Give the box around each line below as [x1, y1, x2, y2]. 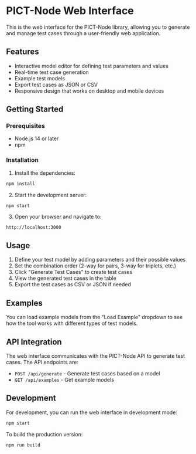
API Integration [6, 337, 63, 347]
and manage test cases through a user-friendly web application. [6, 29, 161, 36]
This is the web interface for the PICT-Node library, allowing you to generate [6, 23, 190, 31]
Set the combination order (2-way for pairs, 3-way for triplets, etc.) [14, 262, 177, 269]
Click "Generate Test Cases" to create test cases [14, 269, 133, 276]
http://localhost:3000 [6, 225, 61, 231]
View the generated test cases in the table [14, 275, 117, 282]
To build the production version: [6, 431, 83, 438]
